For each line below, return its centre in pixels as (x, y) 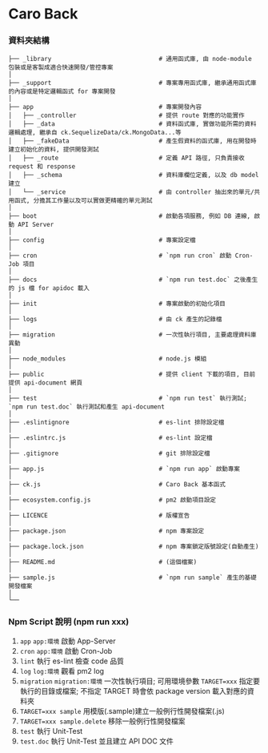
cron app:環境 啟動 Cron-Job (66, 650)
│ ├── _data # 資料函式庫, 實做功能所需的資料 (132, 124)
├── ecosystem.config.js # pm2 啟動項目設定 (112, 500)
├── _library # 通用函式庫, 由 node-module (130, 59)
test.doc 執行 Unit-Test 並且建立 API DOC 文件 (96, 741)
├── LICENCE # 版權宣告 (99, 516)
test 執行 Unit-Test (51, 731)
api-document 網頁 (53, 383)
